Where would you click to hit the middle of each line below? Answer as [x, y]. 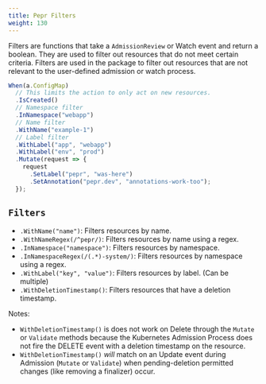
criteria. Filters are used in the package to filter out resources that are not [128, 62]
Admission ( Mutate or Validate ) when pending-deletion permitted [127, 363]
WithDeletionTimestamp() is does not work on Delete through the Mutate [137, 329]
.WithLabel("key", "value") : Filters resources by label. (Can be [124, 273]
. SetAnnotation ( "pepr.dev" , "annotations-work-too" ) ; [120, 181]
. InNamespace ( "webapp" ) [54, 115]
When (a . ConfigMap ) [39, 85]
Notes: [19, 314]
